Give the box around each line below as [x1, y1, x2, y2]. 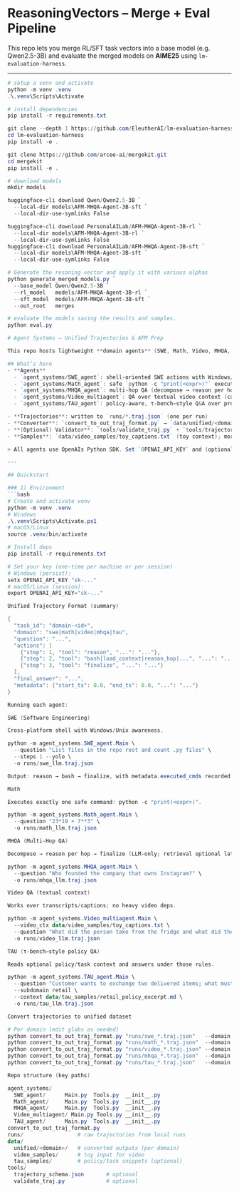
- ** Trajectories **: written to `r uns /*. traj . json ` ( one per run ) [7, 413, 208, 420]
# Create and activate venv [7, 497, 91, 504]
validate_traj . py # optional [14, 1178, 139, 1185]
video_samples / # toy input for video [14, 1151, 144, 1158]
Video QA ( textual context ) [7, 890, 91, 897]
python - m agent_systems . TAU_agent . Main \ [7, 974, 135, 981]
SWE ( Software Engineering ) [7, 714, 91, 721]
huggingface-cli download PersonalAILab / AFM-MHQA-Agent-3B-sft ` [7, 243, 205, 250]
